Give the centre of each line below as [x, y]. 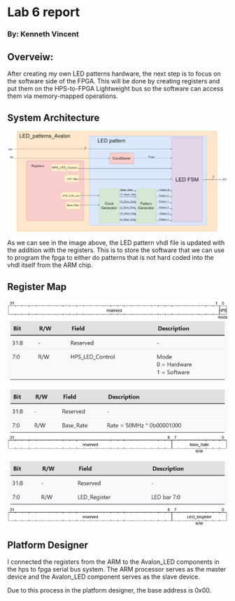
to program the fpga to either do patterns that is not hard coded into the [111, 257]
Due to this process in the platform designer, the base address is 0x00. [109, 590]
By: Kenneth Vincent [43, 34]
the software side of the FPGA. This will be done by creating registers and [114, 81]
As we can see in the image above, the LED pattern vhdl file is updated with [116, 242]
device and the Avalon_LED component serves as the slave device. [104, 577]
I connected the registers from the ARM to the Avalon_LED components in [113, 562]
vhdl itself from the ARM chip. [50, 265]
